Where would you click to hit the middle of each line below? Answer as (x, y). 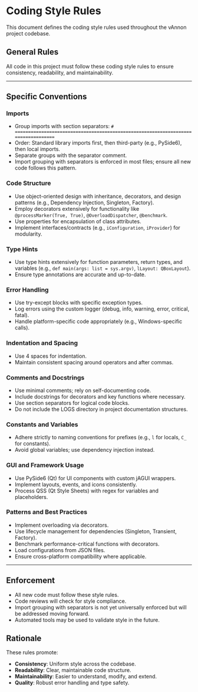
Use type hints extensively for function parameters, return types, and (98, 262)
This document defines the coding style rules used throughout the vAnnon (96, 27)
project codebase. (28, 33)
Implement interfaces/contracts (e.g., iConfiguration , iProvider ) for (98, 227)
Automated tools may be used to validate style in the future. (87, 620)
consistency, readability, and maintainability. (60, 73)
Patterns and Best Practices (47, 512)
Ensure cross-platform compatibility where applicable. (80, 556)
